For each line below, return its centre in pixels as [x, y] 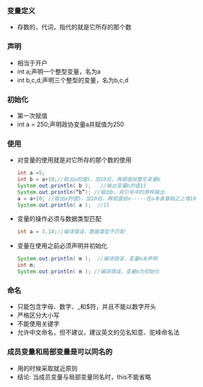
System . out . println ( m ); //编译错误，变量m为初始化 [88, 272]
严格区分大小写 [38, 315]
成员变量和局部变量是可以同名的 [60, 352]
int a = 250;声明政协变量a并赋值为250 [71, 124]
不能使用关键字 [38, 324]
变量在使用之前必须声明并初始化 [62, 246]
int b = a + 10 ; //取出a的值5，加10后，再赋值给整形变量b [89, 180]
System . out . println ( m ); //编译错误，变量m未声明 [87, 259]
